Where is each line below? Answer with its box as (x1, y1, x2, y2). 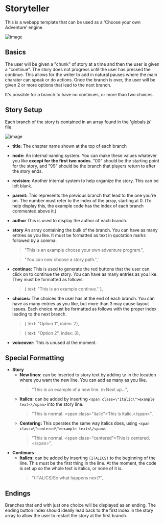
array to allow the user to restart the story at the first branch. (5, 513, 127, 519)
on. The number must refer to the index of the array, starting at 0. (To (12, 197, 152, 204)
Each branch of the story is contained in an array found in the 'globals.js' (5, 119, 152, 125)
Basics (5, 48, 26, 56)
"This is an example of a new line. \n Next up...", (31, 387, 128, 392)
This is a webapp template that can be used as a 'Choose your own (5, 19, 141, 25)
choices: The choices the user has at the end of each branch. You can (12, 295, 155, 301)
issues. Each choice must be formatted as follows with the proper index (12, 306, 157, 312)
